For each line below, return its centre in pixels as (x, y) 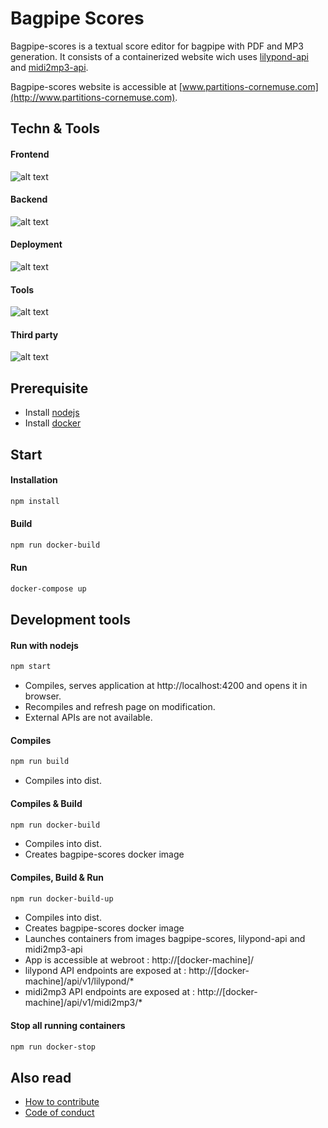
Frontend (30, 154)
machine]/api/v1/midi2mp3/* (83, 1003)
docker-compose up (48, 588)
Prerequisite (49, 388)
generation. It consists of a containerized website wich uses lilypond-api (159, 56)
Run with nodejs (44, 645)
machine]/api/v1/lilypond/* (79, 981)
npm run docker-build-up (62, 898)
